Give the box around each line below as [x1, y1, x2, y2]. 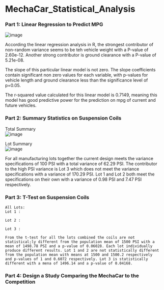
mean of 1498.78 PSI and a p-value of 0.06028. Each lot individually [5, 244, 153, 249]
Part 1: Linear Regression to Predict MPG [5, 21, 104, 28]
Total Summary [5, 126, 36, 132]
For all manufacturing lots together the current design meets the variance [5, 155, 154, 161]
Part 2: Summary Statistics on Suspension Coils [5, 115, 122, 121]
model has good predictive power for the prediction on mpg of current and [5, 97, 156, 103]
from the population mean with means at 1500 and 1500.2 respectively [5, 252, 153, 258]
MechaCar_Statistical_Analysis [5, 3, 136, 15]
